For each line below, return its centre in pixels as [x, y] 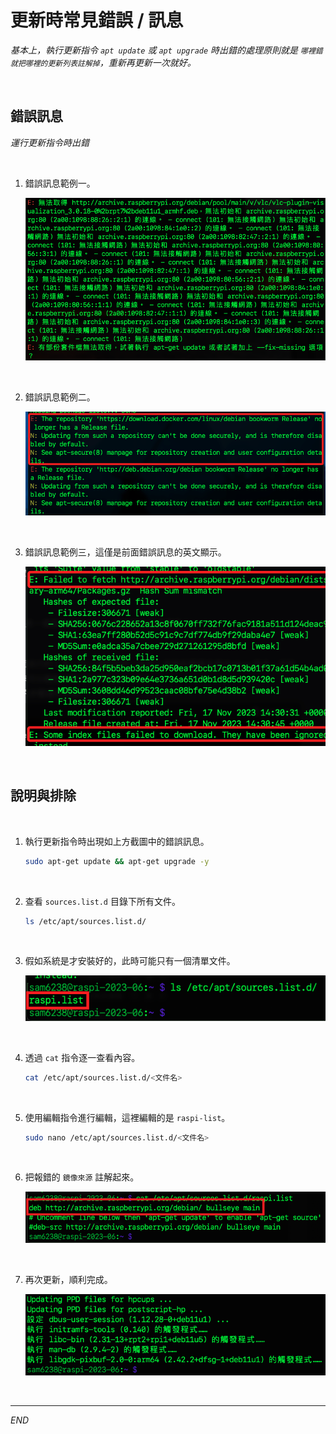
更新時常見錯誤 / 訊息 [97, 20]
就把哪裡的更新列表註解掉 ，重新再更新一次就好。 [103, 62]
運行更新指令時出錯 [50, 142]
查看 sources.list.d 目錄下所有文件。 [102, 901]
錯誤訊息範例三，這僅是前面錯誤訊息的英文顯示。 [125, 552]
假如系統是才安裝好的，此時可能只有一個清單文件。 [130, 961]
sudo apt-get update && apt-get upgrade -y [117, 861]
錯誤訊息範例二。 [60, 397]
